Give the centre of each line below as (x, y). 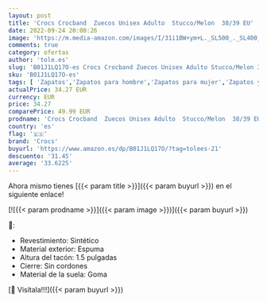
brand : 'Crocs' (33, 141)
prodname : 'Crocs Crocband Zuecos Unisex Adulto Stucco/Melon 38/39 (129, 119)
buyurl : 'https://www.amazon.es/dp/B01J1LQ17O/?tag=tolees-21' (115, 149)
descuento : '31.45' (41, 156)
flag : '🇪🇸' (28, 134)
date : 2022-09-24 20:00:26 (53, 30)
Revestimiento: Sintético (59, 241)
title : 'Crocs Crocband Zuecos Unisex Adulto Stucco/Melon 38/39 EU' (131, 23)
